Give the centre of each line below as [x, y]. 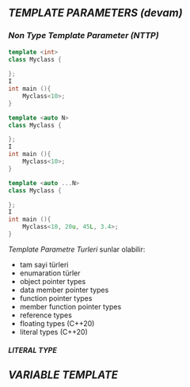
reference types [46, 315]
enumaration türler [50, 273]
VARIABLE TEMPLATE [63, 375]
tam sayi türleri [44, 264]
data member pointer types [64, 290]
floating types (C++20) [57, 323]
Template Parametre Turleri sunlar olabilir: [77, 249]
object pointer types [53, 281]
